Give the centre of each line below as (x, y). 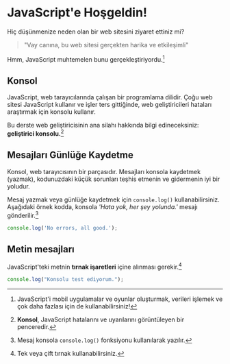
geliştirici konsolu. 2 (36, 133)
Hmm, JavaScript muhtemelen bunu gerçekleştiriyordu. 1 (86, 58)
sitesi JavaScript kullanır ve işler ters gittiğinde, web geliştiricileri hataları (110, 105)
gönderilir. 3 (23, 215)
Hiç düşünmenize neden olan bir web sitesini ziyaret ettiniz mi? (96, 32)
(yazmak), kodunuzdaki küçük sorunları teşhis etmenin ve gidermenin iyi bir (114, 179)
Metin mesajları (41, 249)
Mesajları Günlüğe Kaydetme (70, 155)
